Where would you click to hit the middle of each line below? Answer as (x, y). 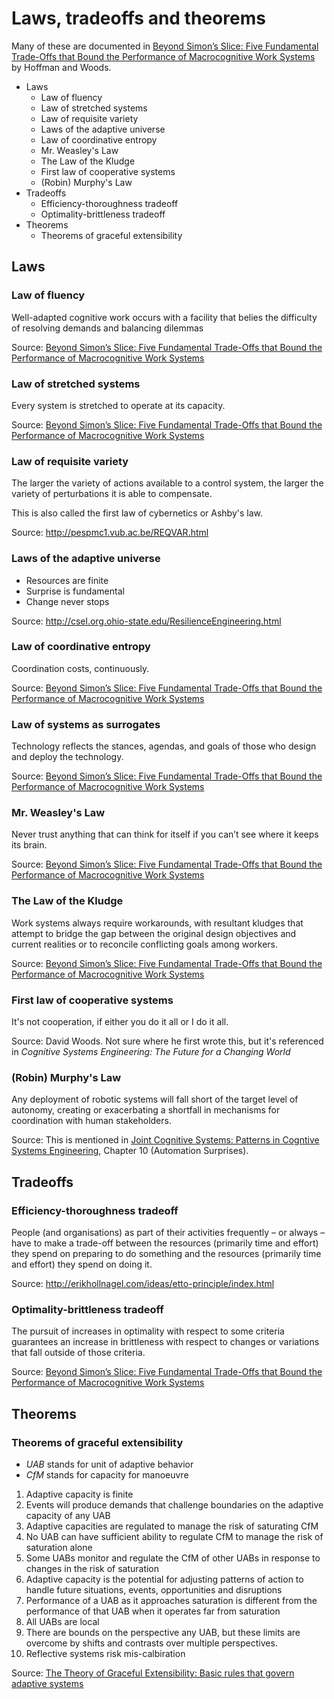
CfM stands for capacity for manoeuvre (107, 1474)
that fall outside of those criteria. (78, 1353)
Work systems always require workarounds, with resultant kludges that (157, 923)
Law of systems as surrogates (86, 724)
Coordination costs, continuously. (80, 668)
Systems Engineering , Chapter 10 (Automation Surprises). (130, 1151)
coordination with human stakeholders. (91, 1121)
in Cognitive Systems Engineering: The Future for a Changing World (151, 1051)
